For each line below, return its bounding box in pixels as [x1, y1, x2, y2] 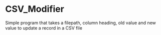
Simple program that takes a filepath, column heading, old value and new [5, 20, 156, 26]
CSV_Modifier [5, 3, 64, 15]
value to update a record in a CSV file [5, 25, 83, 31]
